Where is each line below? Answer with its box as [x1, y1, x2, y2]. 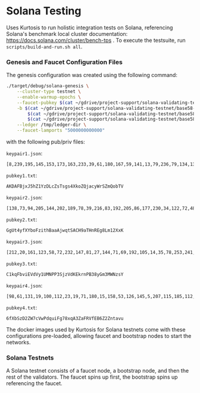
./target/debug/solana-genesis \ [6, 83, 89, 89]
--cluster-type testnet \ [17, 88, 82, 95]
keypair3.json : [6, 238, 43, 245]
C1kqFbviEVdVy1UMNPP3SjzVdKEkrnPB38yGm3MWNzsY [6, 272, 124, 278]
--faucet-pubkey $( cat [17, 100, 73, 106]
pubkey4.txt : [6, 304, 37, 311]
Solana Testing [6, 4, 82, 18]
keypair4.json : [6, 282, 43, 289]
